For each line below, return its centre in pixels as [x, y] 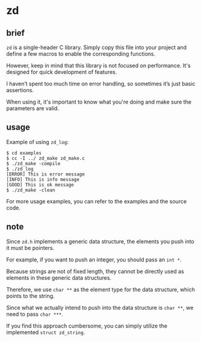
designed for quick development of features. [62, 72]
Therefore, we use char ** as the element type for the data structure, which [101, 289]
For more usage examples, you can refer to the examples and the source [97, 201]
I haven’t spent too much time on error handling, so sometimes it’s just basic [101, 84]
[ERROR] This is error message [46, 174]
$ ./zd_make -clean [31, 190]
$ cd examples [24, 153]
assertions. [20, 90]
